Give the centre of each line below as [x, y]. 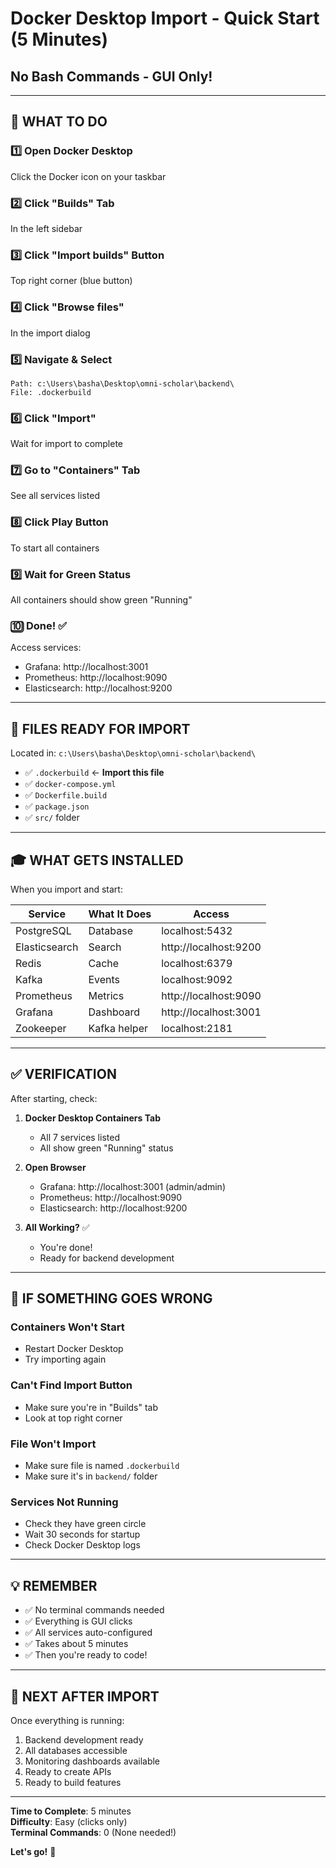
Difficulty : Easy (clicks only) [69, 1821]
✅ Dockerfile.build [66, 795]
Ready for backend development [107, 1258]
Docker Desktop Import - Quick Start [165, 18]
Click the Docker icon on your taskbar [88, 176]
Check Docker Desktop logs [82, 1545]
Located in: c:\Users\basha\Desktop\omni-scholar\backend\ [133, 753]
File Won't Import [53, 1444]
